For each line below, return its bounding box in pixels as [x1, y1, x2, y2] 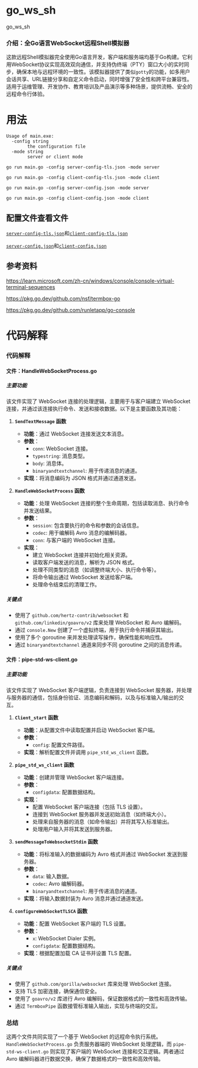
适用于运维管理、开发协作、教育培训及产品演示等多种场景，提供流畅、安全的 [6, 83, 193, 90]
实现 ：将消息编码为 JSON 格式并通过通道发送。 [23, 475, 139, 482]
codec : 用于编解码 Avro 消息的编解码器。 [32, 530, 131, 537]
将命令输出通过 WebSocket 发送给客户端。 [32, 574, 136, 581]
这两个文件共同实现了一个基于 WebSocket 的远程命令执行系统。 [6, 1033, 161, 1040]
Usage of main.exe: [6, 134, 54, 139]
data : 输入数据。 [32, 873, 73, 879]
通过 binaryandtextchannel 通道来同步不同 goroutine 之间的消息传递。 [14, 641, 185, 648]
